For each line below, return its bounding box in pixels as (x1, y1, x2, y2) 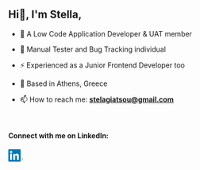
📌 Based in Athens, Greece (19, 79, 108, 88)
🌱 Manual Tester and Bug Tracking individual (19, 44, 167, 54)
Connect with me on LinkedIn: (8, 131, 110, 141)
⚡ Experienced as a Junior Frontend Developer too (19, 60, 185, 70)
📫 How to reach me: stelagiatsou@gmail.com (19, 95, 175, 104)
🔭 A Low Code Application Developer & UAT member (19, 29, 193, 38)
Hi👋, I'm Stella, (8, 8, 82, 21)
